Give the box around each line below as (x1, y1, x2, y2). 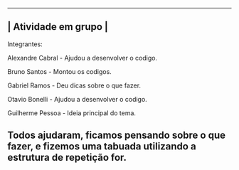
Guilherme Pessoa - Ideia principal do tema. (7, 108, 137, 117)
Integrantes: (7, 40, 43, 48)
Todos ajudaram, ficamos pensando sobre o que (7, 129, 226, 142)
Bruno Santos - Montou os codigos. (7, 67, 112, 75)
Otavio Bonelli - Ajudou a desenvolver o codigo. (7, 95, 147, 103)
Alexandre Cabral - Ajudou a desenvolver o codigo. (7, 53, 158, 62)
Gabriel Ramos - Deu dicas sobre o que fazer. (7, 81, 141, 90)
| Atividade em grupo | (7, 21, 109, 33)
